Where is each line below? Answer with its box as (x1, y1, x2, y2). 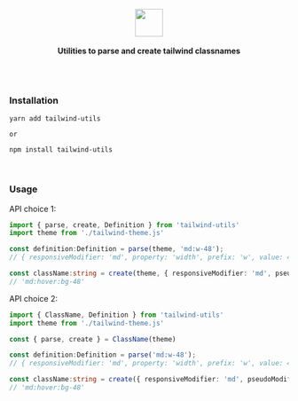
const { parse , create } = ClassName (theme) (9, 334, 176, 343)
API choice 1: (9, 203, 57, 214)
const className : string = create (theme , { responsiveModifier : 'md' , (9, 269, 272, 279)
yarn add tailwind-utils (9, 114, 101, 123)
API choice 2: (9, 293, 59, 303)
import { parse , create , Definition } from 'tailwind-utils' (9, 220, 240, 230)
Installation (9, 94, 59, 106)
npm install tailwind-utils (9, 145, 114, 154)
